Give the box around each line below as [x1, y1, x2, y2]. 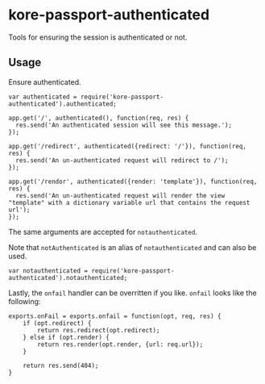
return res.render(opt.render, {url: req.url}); [37, 340, 204, 349]
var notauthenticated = [8, 266, 89, 275]
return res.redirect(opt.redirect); [37, 326, 160, 334]
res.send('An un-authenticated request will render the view [15, 191, 226, 199]
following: [8, 296, 41, 306]
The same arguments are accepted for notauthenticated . [8, 227, 197, 236]
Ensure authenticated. [8, 77, 82, 86]
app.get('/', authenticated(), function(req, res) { [8, 114, 189, 122]
